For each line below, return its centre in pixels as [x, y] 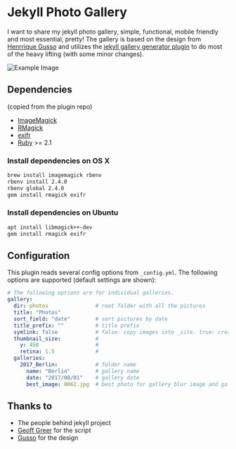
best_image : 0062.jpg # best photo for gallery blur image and [122, 384]
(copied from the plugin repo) [50, 107]
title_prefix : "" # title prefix [77, 326]
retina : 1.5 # [59, 351]
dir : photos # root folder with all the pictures [110, 306]
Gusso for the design [48, 438]
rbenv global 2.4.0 [36, 188]
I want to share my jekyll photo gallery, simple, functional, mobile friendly [113, 32]
